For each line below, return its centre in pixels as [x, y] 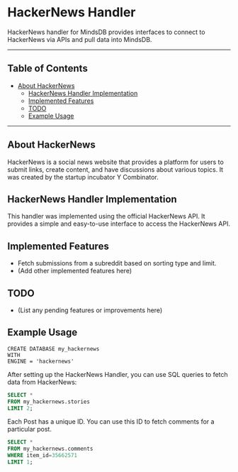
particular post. [29, 429]
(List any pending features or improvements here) [90, 310]
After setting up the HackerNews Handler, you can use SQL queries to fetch [118, 374]
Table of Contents [48, 68]
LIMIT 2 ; [20, 408]
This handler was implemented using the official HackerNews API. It [106, 216]
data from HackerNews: [42, 382]
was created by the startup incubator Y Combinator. [83, 177]
